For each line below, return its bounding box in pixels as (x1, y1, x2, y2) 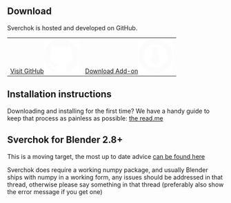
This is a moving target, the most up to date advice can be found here (7, 152, 205, 160)
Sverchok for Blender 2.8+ (7, 134, 123, 146)
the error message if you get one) (7, 187, 103, 195)
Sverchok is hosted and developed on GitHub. (7, 23, 138, 32)
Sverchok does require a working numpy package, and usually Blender (7, 165, 208, 174)
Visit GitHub (10, 67, 44, 75)
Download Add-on (85, 67, 139, 75)
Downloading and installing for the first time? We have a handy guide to (7, 107, 210, 115)
